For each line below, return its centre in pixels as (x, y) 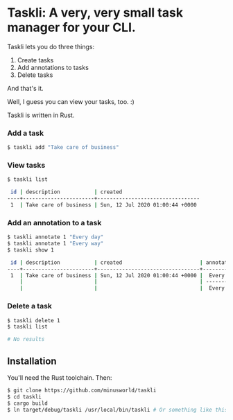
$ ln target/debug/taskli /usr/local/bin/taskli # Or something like (110, 410)
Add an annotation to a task (54, 222)
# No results (26, 340)
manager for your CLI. (72, 27)
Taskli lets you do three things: (51, 46)
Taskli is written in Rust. (41, 115)
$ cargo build (28, 403)
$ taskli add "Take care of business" (63, 148)
